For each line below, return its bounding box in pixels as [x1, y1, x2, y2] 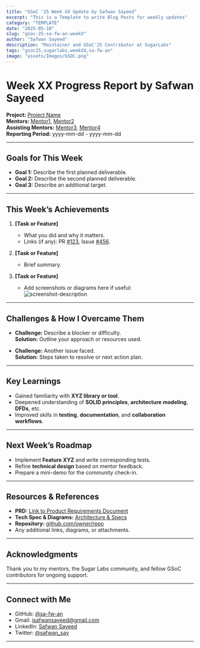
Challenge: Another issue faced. [14, 347, 95, 354]
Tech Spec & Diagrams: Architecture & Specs [14, 514, 127, 521]
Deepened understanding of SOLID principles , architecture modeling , [14, 398, 189, 405]
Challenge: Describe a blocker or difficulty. [14, 329, 121, 336]
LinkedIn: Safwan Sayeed [14, 623, 77, 630]
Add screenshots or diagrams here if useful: [23, 284, 132, 292]
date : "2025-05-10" [6, 25, 55, 32]
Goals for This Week [6, 153, 83, 163]
